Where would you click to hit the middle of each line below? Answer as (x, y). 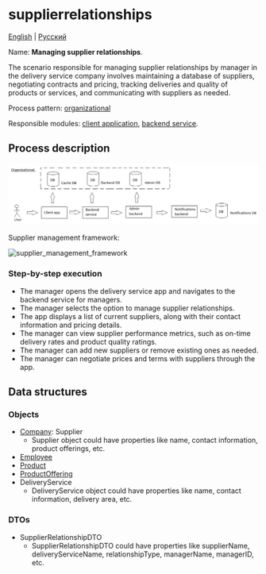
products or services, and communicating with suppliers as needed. (120, 92)
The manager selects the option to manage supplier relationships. (127, 308)
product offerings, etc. (68, 449)
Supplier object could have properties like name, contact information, (145, 440)
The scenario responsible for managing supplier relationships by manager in (133, 67)
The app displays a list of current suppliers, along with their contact (130, 316)
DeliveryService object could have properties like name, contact (137, 491)
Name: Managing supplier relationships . (75, 52)
